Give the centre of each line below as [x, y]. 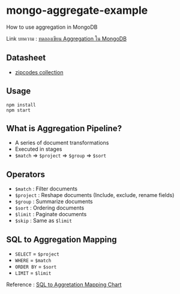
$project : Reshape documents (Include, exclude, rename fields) [94, 195]
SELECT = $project [37, 254]
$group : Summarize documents [54, 202]
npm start [19, 110]
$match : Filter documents [46, 189]
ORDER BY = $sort [36, 266]
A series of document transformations [62, 143]
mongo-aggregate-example [77, 10]
